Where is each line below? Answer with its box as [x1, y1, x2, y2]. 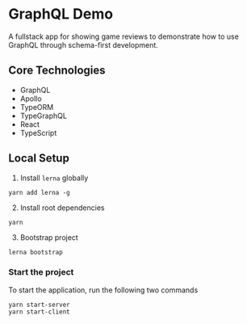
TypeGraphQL [19, 111, 67, 120]
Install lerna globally [19, 173, 89, 183]
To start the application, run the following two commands [8, 284, 199, 295]
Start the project [8, 267, 74, 278]
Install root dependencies [19, 203, 105, 212]
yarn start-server [8, 301, 70, 309]
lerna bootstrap [8, 248, 63, 256]
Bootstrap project [19, 232, 78, 242]
